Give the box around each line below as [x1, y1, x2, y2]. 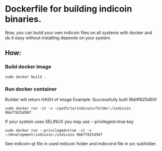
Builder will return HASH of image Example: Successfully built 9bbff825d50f [5, 96, 157, 102]
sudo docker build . [5, 74, 47, 79]
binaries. [5, 14, 42, 25]
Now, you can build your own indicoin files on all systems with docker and [5, 30, 152, 35]
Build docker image [5, 63, 52, 70]
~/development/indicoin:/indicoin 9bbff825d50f [5, 132, 103, 137]
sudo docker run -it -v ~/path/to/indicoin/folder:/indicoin [5, 106, 131, 111]
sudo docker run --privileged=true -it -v [5, 128, 92, 133]
